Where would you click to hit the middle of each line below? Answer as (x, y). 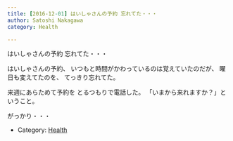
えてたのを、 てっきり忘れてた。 (73, 77)
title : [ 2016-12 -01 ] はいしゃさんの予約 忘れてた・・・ (82, 14)
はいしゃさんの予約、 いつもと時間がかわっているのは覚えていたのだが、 (113, 69)
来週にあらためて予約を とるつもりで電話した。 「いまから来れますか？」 (114, 93)
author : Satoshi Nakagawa (45, 20)
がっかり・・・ (29, 116)
